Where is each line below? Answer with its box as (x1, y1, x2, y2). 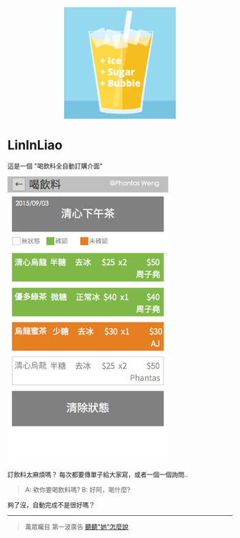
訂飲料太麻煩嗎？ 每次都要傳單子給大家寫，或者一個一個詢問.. (7, 470, 189, 479)
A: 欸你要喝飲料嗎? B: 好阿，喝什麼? (24, 485, 131, 494)
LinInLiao (7, 137, 63, 154)
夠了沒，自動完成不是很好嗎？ (7, 500, 95, 509)
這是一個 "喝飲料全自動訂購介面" (7, 161, 103, 170)
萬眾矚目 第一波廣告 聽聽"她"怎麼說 (24, 522, 129, 531)
